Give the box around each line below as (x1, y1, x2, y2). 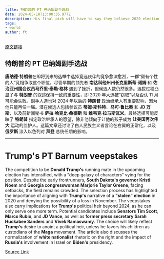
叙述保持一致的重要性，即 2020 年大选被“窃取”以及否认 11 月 (37, 91, 159, 98)
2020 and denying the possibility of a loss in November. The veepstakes (5, 197, 150, 203)
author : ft (5, 30, 27, 35)
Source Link (5, 249, 29, 255)
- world (5, 25, 21, 30)
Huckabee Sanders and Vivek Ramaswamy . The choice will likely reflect (5, 218, 153, 224)
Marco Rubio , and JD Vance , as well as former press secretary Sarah (5, 213, 147, 219)
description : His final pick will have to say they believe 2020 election (5, 16, 161, 21)
